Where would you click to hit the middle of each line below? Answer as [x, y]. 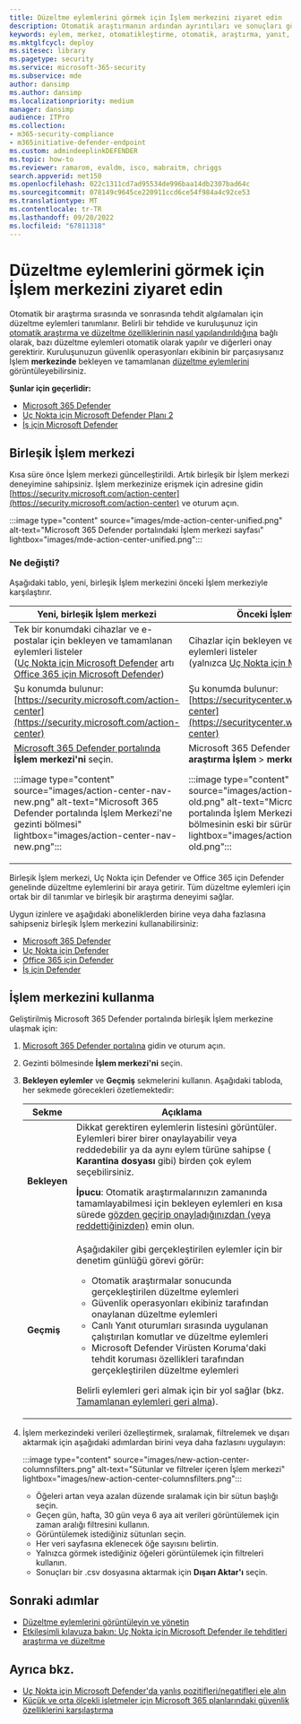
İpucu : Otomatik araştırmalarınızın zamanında [172, 1193]
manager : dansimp [42, 109]
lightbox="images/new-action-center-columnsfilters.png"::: [132, 1478]
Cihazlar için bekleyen [235, 640]
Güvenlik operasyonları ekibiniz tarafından [180, 1303]
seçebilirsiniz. [105, 1172]
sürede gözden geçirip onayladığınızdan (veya [173, 1215]
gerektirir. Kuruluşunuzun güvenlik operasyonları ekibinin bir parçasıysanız [146, 352]
